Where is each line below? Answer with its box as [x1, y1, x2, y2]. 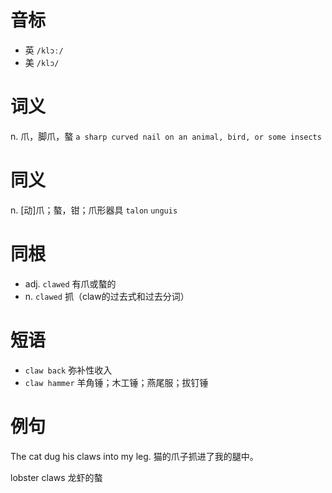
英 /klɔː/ [24, 44, 64, 56]
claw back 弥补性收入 [24, 364, 113, 376]
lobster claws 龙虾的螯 [10, 471, 103, 483]
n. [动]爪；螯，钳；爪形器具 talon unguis [10, 204, 178, 216]
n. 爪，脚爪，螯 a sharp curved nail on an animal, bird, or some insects [10, 130, 322, 142]
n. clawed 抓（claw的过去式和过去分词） [24, 290, 190, 302]
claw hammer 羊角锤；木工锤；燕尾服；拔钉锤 [24, 376, 209, 388]
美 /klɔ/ [24, 56, 60, 68]
